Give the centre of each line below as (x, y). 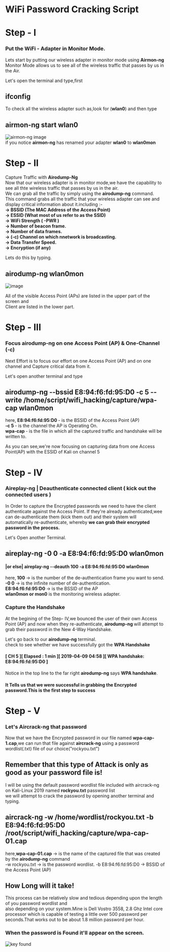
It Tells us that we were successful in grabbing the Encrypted (71, 685)
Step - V (23, 711)
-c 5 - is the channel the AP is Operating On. (52, 426)
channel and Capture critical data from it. (48, 366)
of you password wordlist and (36, 904)
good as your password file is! (54, 773)
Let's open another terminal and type (44, 376)
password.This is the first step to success (50, 690)
